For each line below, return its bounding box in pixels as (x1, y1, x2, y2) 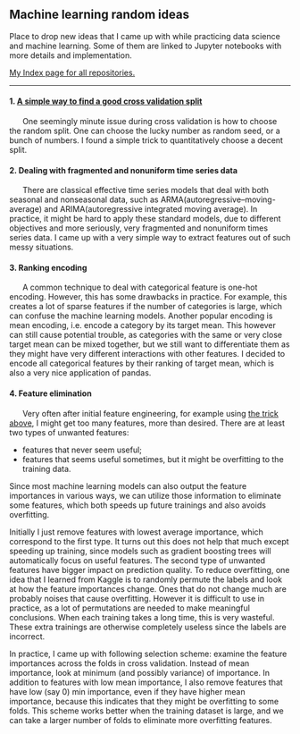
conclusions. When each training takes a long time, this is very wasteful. (9, 612, 275, 622)
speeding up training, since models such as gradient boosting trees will (9, 545, 271, 556)
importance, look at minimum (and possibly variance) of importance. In (9, 667, 271, 678)
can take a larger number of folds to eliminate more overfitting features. (9, 714, 272, 725)
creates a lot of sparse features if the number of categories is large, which (9, 301, 283, 312)
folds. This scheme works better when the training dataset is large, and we (9, 705, 284, 716)
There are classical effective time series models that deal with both (21, 185, 270, 196)
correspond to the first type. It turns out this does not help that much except (9, 536, 289, 546)
